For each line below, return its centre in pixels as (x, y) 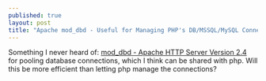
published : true (35, 15)
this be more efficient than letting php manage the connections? (113, 69)
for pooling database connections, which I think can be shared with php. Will (133, 61)
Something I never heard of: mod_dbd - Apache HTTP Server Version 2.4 (127, 53)
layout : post (30, 23)
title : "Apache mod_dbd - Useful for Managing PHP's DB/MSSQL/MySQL (123, 30)
